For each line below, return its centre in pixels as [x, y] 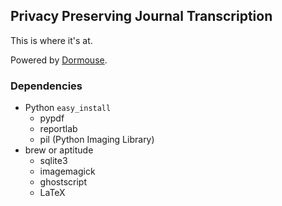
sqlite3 [53, 161]
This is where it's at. [51, 40]
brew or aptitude [59, 150]
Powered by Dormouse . [59, 60]
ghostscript [63, 182]
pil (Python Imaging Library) [97, 140]
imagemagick [67, 171]
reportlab [58, 129]
